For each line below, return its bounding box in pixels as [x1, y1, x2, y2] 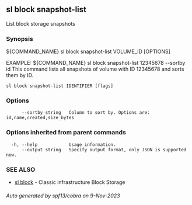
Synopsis [6, 34, 33, 43]
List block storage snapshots [6, 20, 76, 27]
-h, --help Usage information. [11, 141, 116, 148]
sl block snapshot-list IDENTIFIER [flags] [6, 83, 114, 89]
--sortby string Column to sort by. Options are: [21, 110, 150, 116]
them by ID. [6, 72, 34, 79]
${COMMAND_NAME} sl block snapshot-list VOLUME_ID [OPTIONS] [6, 48, 171, 55]
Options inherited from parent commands [6, 128, 127, 137]
